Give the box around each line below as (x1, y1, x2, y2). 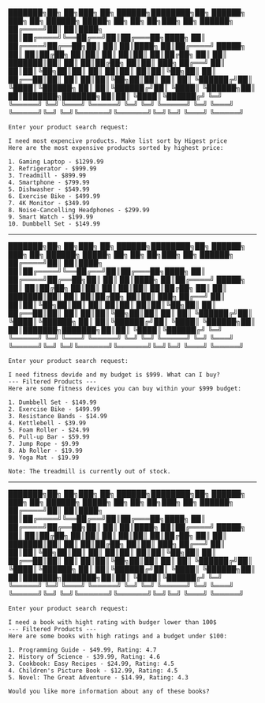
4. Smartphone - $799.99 (8, 178, 90, 186)
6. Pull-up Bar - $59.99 (8, 433, 90, 441)
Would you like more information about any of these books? (8, 687, 211, 695)
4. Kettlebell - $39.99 (8, 419, 87, 427)
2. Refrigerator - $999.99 (8, 165, 97, 173)
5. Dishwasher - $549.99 (8, 185, 90, 193)
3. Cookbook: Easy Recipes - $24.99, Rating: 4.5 (8, 660, 175, 667)
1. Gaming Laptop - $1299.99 (8, 158, 104, 166)
